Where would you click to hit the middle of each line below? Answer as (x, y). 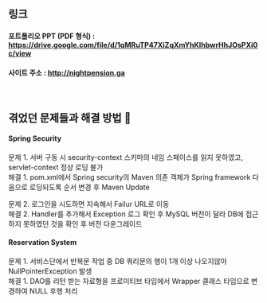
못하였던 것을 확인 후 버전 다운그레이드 (82, 223)
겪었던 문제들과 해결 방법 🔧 (70, 118)
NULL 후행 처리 (53, 291)
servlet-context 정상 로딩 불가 (56, 167)
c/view (20, 53)
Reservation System (43, 243)
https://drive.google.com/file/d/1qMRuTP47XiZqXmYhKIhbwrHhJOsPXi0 (133, 45)
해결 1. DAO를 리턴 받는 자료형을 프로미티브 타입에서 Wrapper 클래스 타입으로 (129, 281)
